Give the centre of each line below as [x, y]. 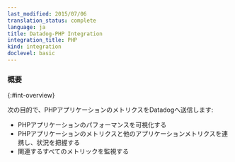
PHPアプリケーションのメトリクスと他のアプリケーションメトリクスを [120, 134]
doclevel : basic [31, 54]
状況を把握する [58, 143]
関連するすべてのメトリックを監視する [73, 151]
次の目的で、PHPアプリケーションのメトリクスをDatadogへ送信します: [110, 110]
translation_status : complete [52, 21]
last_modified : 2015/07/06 [47, 14]
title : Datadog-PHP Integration [55, 34]
